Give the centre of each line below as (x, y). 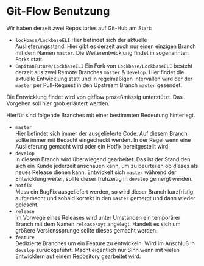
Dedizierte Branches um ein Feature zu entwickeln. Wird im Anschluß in (105, 243)
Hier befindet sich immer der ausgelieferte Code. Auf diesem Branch (101, 133)
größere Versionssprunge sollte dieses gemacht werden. (86, 230)
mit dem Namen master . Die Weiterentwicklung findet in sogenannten (102, 52)
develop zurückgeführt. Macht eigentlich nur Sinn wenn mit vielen (97, 250)
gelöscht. (27, 205)
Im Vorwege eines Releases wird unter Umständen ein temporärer (98, 217)
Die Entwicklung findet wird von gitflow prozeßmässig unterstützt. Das (94, 97)
